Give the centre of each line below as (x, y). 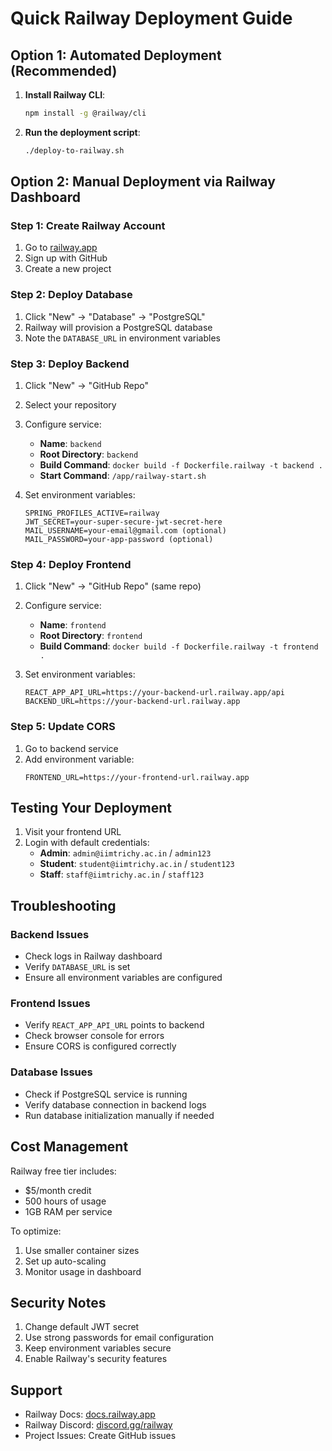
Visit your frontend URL (73, 832)
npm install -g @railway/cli (85, 113)
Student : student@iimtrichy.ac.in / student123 (137, 864)
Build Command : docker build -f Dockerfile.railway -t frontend (179, 646)
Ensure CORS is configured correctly (100, 1046)
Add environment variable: (79, 759)
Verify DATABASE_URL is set (77, 967)
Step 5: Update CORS (63, 727)
